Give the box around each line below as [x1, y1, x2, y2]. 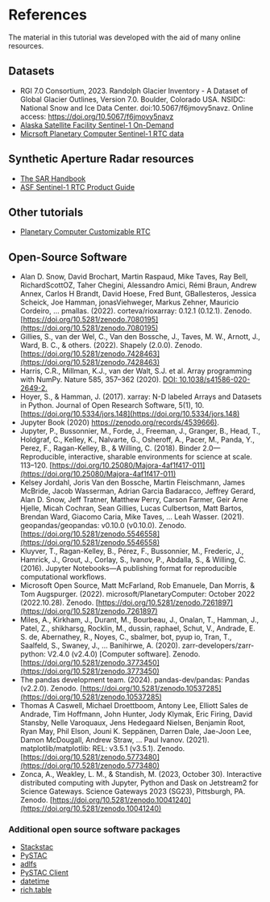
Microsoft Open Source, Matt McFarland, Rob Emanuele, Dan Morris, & [19, 581, 255, 590]
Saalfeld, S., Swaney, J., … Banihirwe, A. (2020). [19, 640, 181, 651]
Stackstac [19, 842, 54, 852]
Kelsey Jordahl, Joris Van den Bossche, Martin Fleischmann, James [19, 478, 246, 488]
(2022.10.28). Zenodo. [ [19, 598, 99, 607]
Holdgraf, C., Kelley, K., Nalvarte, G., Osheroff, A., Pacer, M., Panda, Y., [19, 434, 255, 445]
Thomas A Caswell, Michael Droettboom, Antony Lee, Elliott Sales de [19, 701, 248, 711]
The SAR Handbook [19, 174, 86, 183]
